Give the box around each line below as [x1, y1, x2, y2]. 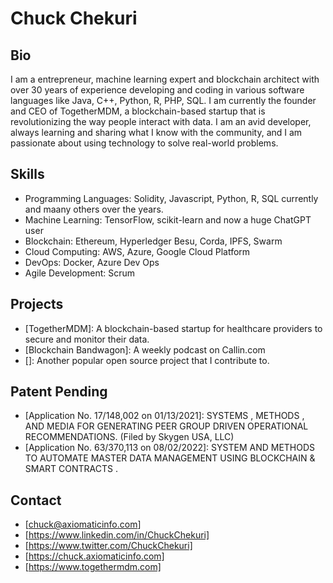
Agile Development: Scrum [24, 267, 136, 279]
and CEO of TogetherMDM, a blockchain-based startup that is [10, 105, 266, 117]
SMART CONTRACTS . [24, 463, 118, 475]
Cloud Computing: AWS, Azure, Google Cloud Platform [24, 245, 251, 257]
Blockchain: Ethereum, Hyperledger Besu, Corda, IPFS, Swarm [24, 235, 283, 247]
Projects [10, 296, 64, 313]
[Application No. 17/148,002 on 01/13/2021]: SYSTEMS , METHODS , [24, 410, 305, 422]
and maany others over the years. [24, 203, 164, 215]
